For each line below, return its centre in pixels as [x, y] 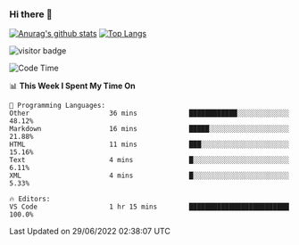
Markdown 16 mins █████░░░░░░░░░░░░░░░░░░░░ [149, 129]
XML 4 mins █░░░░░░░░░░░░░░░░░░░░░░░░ [149, 176]
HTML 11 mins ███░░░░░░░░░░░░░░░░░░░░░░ [149, 145]
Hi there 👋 [31, 14]
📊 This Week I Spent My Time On [72, 86]
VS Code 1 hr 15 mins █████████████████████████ [149, 207]
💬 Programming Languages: [57, 106]
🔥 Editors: [30, 200]
